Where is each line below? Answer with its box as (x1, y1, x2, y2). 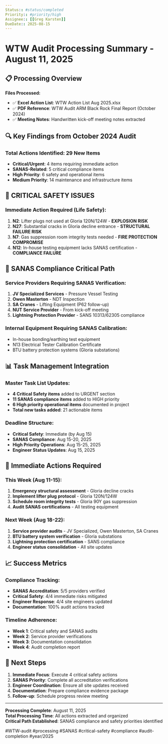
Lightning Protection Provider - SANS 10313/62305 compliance (12, 312, 145, 318)
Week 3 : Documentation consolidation (12, 639, 91, 645)
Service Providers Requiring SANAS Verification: (5, 279, 126, 286)
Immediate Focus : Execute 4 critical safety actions (12, 672, 117, 678)
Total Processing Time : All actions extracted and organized (5, 713, 128, 719)
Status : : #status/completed (5, 7, 64, 13)
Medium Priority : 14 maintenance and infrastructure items (12, 177, 132, 183)
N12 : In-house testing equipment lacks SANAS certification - (12, 244, 137, 251)
